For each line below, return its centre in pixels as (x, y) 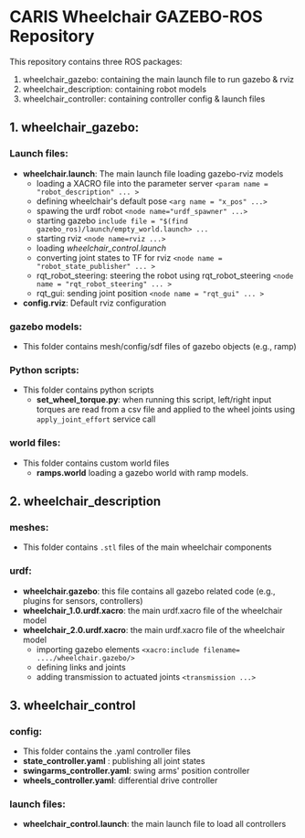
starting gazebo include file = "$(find (112, 220)
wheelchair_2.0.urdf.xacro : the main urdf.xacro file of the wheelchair (154, 629)
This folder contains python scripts (88, 390)
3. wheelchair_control (73, 705)
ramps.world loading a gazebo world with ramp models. (142, 472)
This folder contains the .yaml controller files (107, 751)
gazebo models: (46, 327)
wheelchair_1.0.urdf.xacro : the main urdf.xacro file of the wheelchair (152, 610)
